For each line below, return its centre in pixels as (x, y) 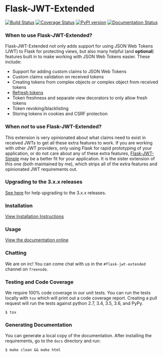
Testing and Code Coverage (39, 282)
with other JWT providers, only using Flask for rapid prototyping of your (79, 148)
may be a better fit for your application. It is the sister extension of (87, 158)
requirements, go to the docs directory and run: (53, 341)
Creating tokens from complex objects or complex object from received (85, 82)
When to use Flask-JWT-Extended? (49, 35)
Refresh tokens (28, 93)
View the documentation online (37, 240)
